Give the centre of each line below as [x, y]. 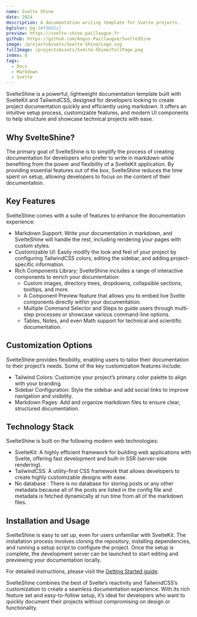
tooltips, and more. [46, 289]
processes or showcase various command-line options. [103, 314]
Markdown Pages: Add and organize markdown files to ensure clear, [97, 402]
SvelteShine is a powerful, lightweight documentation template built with [94, 94]
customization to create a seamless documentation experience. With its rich [98, 589]
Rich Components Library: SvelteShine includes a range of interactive [99, 271]
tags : [13, 61]
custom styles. [32, 245]
